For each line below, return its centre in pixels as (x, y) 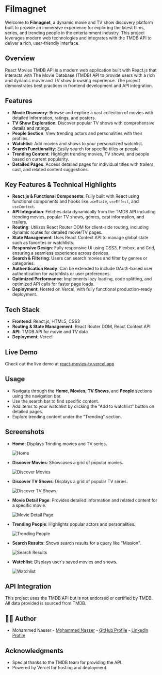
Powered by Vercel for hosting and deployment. (60, 668)
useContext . (24, 207)
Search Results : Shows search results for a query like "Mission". (77, 543)
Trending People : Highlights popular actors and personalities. (74, 524)
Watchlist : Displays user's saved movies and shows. (65, 562)
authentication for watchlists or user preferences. (61, 274)
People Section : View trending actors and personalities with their (77, 133)
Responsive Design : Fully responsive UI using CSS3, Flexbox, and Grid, (84, 248)
